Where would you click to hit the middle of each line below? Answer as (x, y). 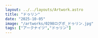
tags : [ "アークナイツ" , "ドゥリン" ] (38, 28)
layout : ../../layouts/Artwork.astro (44, 10)
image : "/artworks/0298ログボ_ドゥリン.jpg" (49, 23)
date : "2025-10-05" (25, 19)
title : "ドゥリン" (23, 14)
